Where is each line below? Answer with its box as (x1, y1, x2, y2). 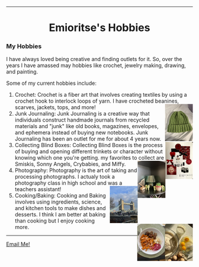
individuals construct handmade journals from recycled (14, 116, 150, 123)
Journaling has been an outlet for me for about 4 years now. (14, 135, 162, 142)
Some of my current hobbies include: (6, 80, 97, 87)
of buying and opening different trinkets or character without (14, 148, 163, 155)
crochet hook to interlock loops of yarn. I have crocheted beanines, (14, 97, 179, 104)
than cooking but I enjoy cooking (14, 217, 95, 224)
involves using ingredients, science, (14, 198, 102, 205)
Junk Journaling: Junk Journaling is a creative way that (14, 110, 150, 117)
